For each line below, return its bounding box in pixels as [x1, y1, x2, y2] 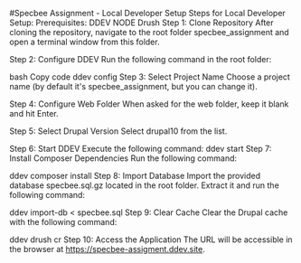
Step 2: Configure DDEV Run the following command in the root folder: [9, 54, 272, 64]
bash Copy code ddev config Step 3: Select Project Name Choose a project [9, 71, 291, 82]
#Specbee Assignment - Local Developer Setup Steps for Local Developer [9, 8, 287, 18]
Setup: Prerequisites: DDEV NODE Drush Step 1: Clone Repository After [9, 17, 274, 28]
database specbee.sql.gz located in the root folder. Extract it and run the [9, 180, 280, 191]
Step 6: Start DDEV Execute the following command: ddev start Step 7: [9, 144, 272, 154]
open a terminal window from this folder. [9, 36, 160, 47]
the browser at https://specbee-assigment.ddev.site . [9, 244, 205, 254]
